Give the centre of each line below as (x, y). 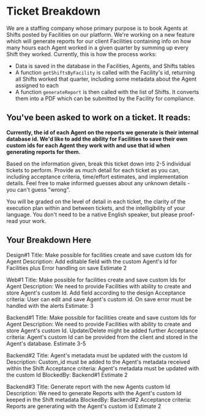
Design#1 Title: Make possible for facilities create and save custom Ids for (99, 255)
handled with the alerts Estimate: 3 (50, 305)
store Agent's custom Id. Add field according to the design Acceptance (96, 293)
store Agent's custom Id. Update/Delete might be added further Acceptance (102, 330)
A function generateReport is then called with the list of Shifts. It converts (107, 92)
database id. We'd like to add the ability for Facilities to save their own (97, 139)
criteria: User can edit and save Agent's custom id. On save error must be (99, 299)
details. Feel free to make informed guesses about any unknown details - (98, 183)
